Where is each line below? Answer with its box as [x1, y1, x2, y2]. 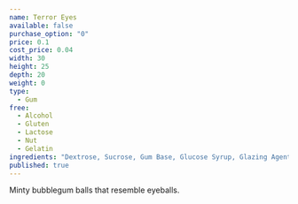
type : [9, 87, 29, 95]
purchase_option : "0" [9, 29, 90, 38]
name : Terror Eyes [9, 12, 77, 22]
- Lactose [17, 128, 53, 137]
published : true [9, 161, 69, 170]
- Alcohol [17, 111, 53, 120]
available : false [9, 21, 74, 30]
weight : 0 [9, 79, 46, 87]
